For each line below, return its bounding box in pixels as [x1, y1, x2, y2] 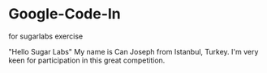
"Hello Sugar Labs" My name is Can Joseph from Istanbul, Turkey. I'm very [8, 47, 259, 56]
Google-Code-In [8, 5, 122, 23]
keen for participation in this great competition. [8, 55, 166, 65]
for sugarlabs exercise [8, 31, 84, 41]
